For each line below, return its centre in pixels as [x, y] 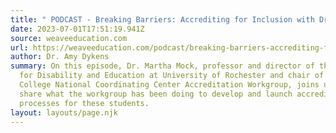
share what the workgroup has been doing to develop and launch [156, 94]
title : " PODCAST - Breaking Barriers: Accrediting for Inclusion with [162, 19]
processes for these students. [84, 103]
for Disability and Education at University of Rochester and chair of [172, 76]
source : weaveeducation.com [69, 38]
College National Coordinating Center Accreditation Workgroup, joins [169, 85]
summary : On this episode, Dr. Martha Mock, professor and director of [162, 66]
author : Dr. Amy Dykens [60, 57]
